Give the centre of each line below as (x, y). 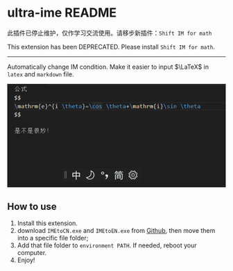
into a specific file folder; (53, 238)
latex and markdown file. (41, 74)
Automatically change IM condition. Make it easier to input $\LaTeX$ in (108, 67)
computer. (32, 253)
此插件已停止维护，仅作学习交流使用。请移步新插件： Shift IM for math (110, 33)
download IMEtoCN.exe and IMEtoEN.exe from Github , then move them (116, 231)
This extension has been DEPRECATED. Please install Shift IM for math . (111, 47)
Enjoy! (26, 260)
